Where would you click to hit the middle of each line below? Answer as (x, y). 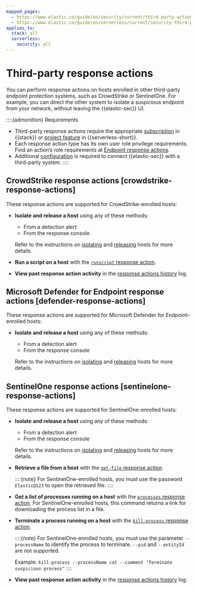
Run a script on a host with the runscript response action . (85, 262)
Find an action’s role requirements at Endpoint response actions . (92, 150)
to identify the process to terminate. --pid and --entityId (115, 544)
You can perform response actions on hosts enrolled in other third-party (93, 89)
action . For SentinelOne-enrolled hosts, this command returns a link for (100, 503)
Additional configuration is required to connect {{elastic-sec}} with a (97, 156)
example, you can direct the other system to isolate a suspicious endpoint (95, 102)
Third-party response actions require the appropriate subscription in (97, 131)
